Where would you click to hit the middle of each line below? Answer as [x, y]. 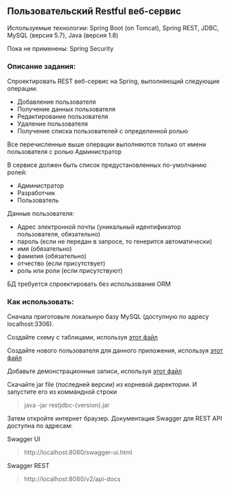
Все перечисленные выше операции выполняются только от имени [107, 144]
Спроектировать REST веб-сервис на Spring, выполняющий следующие [113, 81]
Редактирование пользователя [62, 117]
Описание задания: [42, 66]
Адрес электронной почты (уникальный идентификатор [99, 227]
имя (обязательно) [44, 249]
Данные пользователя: [41, 214]
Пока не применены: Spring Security [60, 48]
